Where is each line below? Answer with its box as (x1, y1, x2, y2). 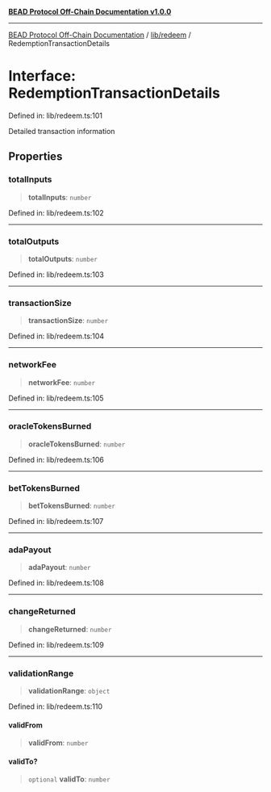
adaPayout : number (27, 563, 91, 572)
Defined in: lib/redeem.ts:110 (8, 702, 103, 711)
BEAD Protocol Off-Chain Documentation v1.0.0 (8, 7, 172, 16)
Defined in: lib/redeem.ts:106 (8, 455, 105, 464)
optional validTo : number (27, 774, 110, 784)
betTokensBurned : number (27, 501, 115, 511)
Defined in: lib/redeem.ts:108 (8, 578, 105, 588)
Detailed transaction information (8, 126, 115, 136)
